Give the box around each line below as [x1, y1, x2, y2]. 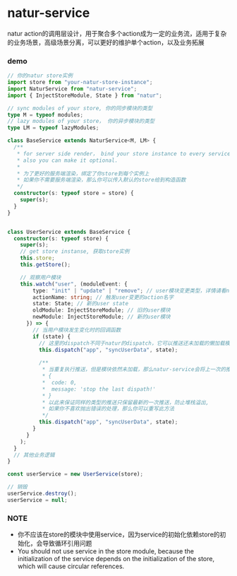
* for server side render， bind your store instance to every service [16, 150, 231, 157]
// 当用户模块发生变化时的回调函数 [32, 327, 121, 334]
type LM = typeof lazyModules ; [7, 124, 99, 131]
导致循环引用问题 [42, 539, 92, 548]
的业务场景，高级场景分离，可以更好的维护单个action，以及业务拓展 [7, 37, 205, 47]
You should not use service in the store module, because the [17, 547, 194, 556]
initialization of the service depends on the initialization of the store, [17, 555, 215, 563]
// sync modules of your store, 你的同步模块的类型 [7, 105, 153, 112]
